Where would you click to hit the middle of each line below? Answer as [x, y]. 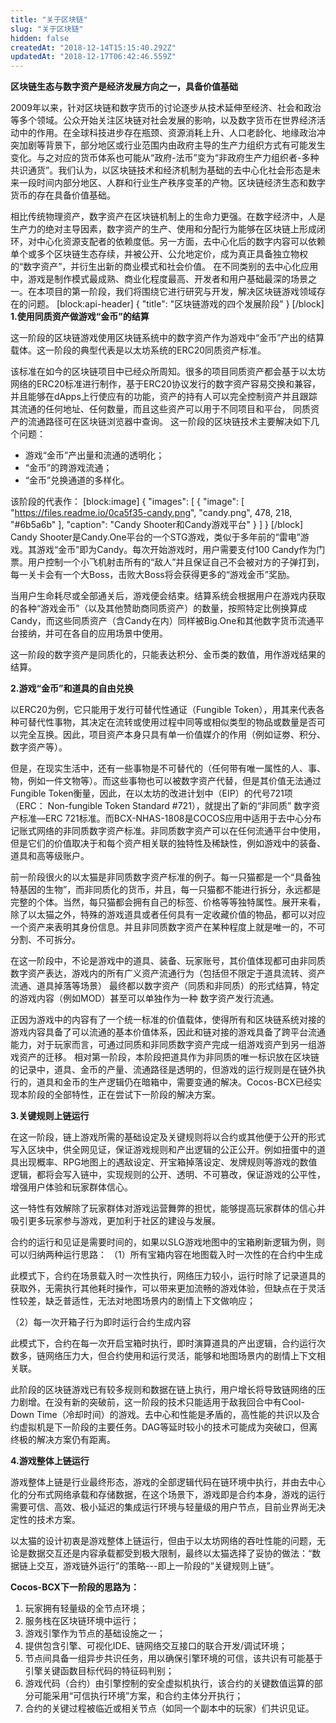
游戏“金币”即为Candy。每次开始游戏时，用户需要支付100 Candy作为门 [181, 550]
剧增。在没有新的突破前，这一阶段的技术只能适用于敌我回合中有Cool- [161, 1402]
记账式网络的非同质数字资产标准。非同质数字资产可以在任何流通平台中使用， [168, 831]
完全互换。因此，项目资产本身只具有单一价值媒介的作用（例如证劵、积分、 [172, 735]
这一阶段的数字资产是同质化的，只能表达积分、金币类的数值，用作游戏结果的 [168, 655]
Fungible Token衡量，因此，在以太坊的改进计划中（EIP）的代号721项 [151, 793]
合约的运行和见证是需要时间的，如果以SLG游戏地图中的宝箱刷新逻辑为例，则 [167, 1242]
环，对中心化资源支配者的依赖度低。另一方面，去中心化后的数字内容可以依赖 [168, 242]
